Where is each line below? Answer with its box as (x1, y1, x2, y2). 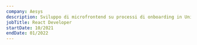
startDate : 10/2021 (6, 25, 54, 31)
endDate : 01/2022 (6, 30, 49, 36)
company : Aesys (6, 8, 43, 15)
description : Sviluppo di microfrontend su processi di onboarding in (6, 14, 182, 20)
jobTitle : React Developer (6, 19, 72, 25)
